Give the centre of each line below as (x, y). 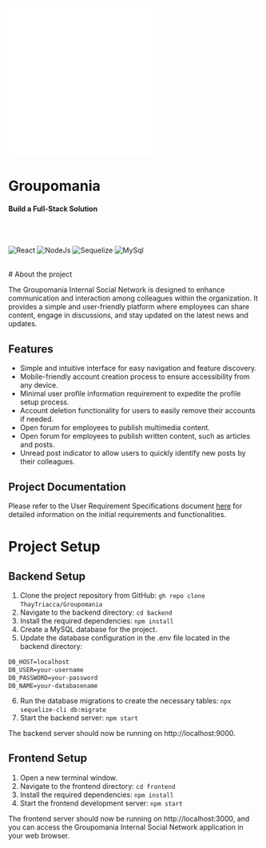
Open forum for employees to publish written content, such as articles (135, 436)
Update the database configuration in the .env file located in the (125, 638)
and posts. (37, 444)
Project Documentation (67, 486)
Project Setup (55, 547)
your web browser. (39, 835)
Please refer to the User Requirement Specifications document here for (125, 506)
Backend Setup (47, 576)
